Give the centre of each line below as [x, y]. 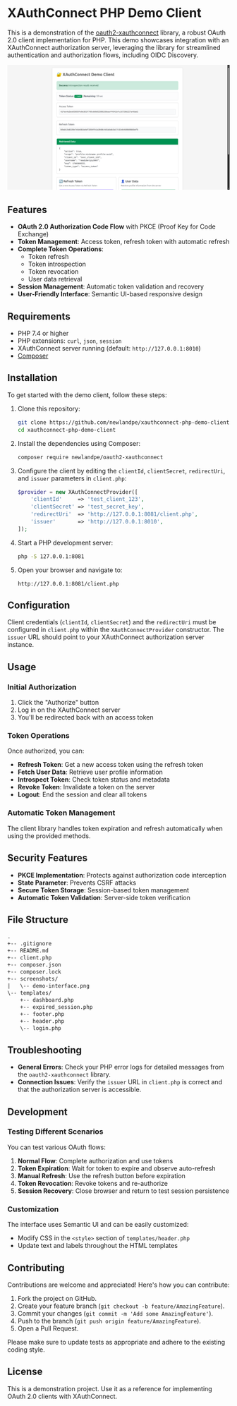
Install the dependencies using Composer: [79, 443]
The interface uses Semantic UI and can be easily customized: [98, 1225]
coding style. [26, 1350]
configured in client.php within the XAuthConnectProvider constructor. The [116, 630]
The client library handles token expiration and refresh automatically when [115, 828]
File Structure [38, 920]
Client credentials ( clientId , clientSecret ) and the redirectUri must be [112, 622]
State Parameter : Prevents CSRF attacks [77, 883]
